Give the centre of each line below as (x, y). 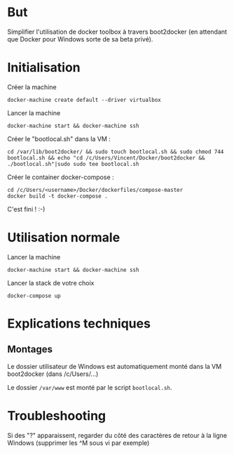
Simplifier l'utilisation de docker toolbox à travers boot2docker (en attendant (117, 32)
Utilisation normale (64, 238)
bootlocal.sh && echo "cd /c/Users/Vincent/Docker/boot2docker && (106, 158)
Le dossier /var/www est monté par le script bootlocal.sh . (90, 387)
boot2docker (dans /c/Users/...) (53, 374)
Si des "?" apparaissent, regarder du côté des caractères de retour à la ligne (117, 435)
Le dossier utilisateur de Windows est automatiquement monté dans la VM (115, 366)
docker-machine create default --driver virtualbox (84, 100)
